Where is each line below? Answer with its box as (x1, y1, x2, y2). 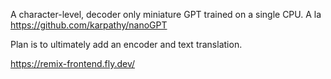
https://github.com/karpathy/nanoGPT (10, 19, 168, 31)
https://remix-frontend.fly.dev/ (10, 58, 136, 69)
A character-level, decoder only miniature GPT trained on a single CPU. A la (10, 9, 322, 20)
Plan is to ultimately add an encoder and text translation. (10, 39, 243, 50)
